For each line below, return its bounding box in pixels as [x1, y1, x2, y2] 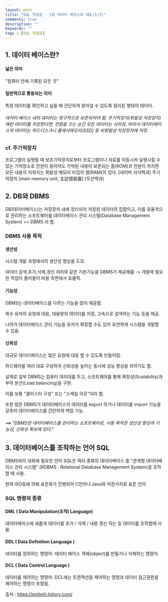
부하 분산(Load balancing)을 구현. [5, 380, 73, 386]
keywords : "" [5, 26, 33, 31]
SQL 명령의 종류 [5, 495, 42, 502]
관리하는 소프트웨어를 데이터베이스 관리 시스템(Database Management [10, 213, 150, 219]
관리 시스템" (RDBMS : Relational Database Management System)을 [14, 464, 152, 470]
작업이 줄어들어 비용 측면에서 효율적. [10, 275, 82, 281]
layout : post [5, 7, 33, 13]
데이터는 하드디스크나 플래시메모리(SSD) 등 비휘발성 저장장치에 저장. [14, 127, 149, 133]
